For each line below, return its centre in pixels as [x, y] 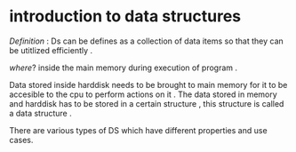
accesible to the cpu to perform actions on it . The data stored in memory [143, 94]
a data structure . [41, 113]
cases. [21, 140]
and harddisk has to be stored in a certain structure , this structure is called [147, 103]
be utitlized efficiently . [51, 50]
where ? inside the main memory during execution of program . [124, 68]
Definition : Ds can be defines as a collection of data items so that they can [147, 41]
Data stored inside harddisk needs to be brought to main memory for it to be [148, 84]
